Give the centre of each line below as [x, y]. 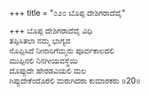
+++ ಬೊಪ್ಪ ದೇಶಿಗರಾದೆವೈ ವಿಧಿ [51, 31]
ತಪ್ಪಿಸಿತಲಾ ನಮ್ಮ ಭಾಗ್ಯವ [40, 40]
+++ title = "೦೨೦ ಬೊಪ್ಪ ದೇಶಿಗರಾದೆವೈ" [67, 13]
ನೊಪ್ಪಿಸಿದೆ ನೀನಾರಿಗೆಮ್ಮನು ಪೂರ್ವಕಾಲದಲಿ [62, 51]
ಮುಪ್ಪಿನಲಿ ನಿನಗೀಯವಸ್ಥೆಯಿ [43, 60]
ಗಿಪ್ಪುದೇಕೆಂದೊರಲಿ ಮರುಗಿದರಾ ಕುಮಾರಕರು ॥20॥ [75, 80]
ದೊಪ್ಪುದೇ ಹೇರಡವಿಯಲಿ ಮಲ [48, 71]
